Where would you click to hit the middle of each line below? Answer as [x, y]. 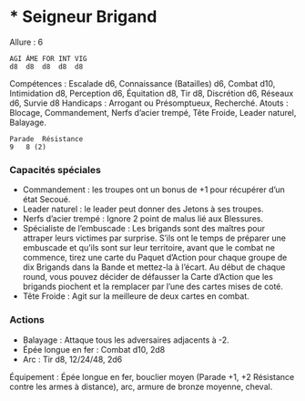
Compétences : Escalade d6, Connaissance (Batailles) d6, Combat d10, [142, 83]
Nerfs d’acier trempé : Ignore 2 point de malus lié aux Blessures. [143, 219]
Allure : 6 [26, 42]
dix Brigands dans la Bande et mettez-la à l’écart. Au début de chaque [154, 267]
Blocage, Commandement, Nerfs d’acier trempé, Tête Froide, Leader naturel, [153, 112]
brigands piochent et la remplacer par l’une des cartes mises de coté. [153, 287]
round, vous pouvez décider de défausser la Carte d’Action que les [147, 277]
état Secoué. [46, 200]
